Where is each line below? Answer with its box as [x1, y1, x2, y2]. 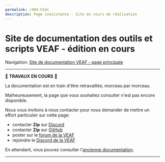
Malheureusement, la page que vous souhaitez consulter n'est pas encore [5, 93, 155, 98]
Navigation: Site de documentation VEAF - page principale [5, 59, 123, 65]
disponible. [5, 97, 28, 103]
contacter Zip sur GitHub [12, 127, 63, 133]
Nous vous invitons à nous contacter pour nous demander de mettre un [5, 107, 150, 113]
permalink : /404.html [5, 7, 50, 12]
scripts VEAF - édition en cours [5, 43, 135, 54]
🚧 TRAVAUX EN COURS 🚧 [5, 73, 57, 79]
